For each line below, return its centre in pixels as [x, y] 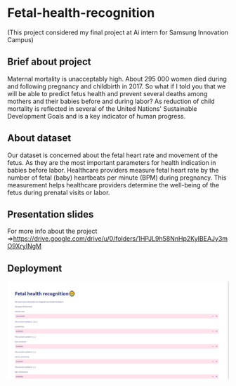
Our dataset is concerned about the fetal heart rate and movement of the [113, 155]
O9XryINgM [25, 246]
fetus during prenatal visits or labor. [59, 192]
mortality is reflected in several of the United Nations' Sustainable [103, 108]
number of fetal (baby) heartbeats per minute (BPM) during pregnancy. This [117, 178]
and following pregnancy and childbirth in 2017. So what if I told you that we [117, 86]
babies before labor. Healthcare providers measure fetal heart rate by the [113, 170]
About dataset [39, 138]
